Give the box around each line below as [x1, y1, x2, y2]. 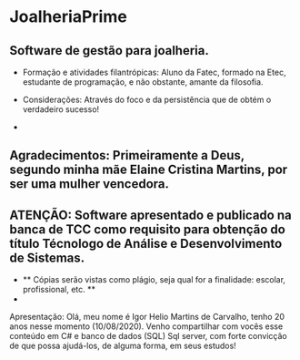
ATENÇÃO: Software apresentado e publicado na [9, 207, 293, 222]
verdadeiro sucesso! [22, 104, 100, 115]
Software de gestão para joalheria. [9, 43, 209, 58]
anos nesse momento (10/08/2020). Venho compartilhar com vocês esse [9, 321, 284, 332]
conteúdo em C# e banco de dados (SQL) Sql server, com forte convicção [9, 331, 288, 342]
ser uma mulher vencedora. [9, 176, 170, 192]
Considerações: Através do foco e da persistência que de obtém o [22, 94, 272, 105]
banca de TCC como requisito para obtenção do [9, 221, 286, 237]
